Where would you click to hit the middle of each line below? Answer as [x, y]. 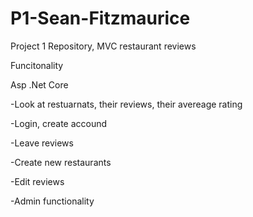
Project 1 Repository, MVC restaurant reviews [103, 46]
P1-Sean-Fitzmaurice [100, 18]
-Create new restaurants [61, 162]
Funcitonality [37, 65]
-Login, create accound [59, 123]
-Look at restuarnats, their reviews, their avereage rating [126, 104]
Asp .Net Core [39, 84]
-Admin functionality [52, 201]
